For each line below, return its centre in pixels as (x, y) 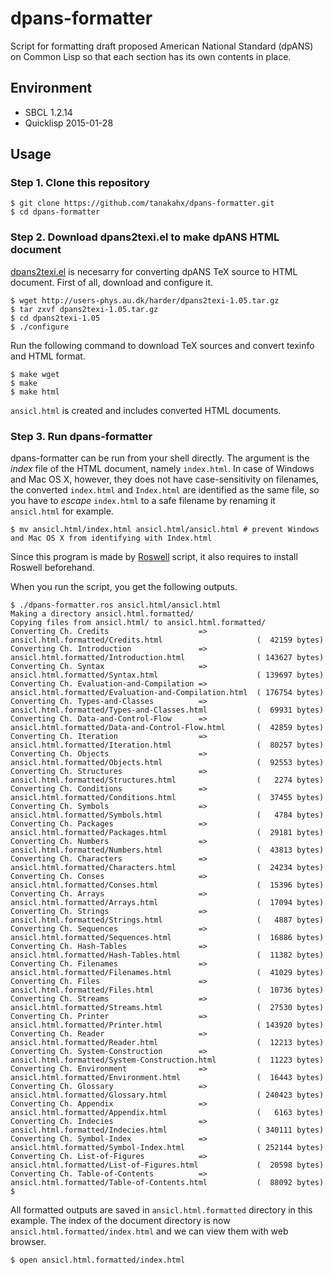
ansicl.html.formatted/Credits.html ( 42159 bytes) (167, 640)
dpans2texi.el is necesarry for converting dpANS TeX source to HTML (154, 271)
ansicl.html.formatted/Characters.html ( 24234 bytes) (167, 868)
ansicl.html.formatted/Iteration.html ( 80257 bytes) (167, 745)
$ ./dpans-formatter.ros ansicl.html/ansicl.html (116, 605)
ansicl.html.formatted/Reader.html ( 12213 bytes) (167, 1043)
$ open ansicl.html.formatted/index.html (98, 1260)
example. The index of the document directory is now (120, 1221)
